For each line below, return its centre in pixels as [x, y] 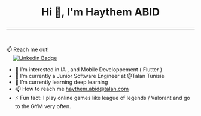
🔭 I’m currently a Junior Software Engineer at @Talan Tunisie [89, 76]
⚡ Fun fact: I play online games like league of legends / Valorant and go [102, 98]
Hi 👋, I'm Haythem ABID [100, 12]
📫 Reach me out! [28, 49]
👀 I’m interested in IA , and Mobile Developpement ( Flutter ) [89, 70]
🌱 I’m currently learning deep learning [61, 82]
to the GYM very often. [43, 106]
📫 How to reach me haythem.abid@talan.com [72, 89]
